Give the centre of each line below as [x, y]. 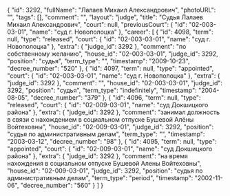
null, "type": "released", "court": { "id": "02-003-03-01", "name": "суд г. [109, 39]
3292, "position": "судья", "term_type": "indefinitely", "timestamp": [102, 90]
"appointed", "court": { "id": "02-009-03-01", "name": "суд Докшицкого [110, 149]
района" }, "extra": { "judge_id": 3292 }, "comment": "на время [97, 156]
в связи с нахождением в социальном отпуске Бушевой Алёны [101, 119]
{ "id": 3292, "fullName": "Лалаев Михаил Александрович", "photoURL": [112, 10]
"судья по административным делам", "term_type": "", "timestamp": [106, 134]
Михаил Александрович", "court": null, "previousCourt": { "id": [97, 24]
